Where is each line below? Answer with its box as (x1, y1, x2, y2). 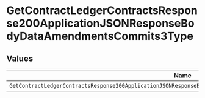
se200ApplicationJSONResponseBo (6, 16, 195, 30)
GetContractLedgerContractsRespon (6, 4, 198, 18)
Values (6, 53, 34, 64)
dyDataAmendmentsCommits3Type (6, 30, 194, 43)
